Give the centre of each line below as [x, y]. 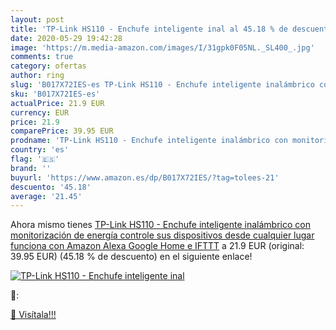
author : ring [37, 76]
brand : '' [31, 168]
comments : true [42, 57]
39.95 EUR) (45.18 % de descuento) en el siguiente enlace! [131, 257]
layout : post [37, 19]
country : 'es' [40, 150]
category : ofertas [48, 66]
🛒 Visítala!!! [33, 315]
